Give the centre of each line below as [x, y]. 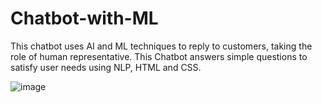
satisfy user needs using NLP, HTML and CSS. [106, 67]
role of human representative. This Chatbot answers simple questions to [159, 56]
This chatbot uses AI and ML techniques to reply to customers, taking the [161, 46]
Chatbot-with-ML [84, 18]
